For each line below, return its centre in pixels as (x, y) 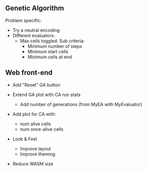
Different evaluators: (34, 35)
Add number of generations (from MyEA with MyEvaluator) (81, 104)
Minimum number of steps (55, 46)
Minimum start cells (48, 51)
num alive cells (35, 124)
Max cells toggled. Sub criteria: (52, 41)
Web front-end (29, 73)
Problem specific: (23, 20)
